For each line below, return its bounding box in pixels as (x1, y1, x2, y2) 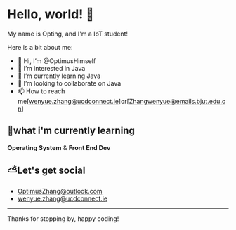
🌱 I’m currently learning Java (17, 72, 101, 80)
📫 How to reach (17, 87, 65, 95)
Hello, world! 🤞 (7, 6, 95, 22)
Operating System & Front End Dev (7, 143, 111, 151)
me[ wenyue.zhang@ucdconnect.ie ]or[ (17, 97, 130, 105)
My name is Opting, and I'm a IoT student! (7, 29, 129, 38)
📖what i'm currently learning (7, 125, 135, 137)
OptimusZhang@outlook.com (17, 187, 103, 195)
